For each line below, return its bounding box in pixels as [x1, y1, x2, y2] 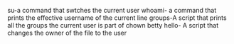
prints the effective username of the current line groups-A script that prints [7, 13, 227, 22]
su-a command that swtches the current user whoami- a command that [7, 6, 217, 14]
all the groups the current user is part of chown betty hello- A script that [7, 21, 219, 29]
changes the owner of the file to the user [7, 28, 127, 37]
